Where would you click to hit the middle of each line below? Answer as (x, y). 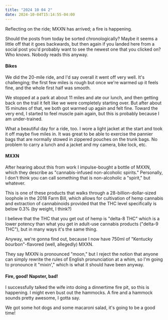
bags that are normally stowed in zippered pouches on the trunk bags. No (81, 139)
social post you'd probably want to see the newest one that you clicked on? (83, 49)
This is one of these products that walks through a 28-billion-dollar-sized (81, 193)
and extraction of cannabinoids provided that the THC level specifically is (81, 203)
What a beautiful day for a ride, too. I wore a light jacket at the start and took (84, 128)
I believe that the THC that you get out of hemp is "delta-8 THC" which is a (82, 218)
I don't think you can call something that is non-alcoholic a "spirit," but (78, 178)
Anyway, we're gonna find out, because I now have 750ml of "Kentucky (79, 239)
